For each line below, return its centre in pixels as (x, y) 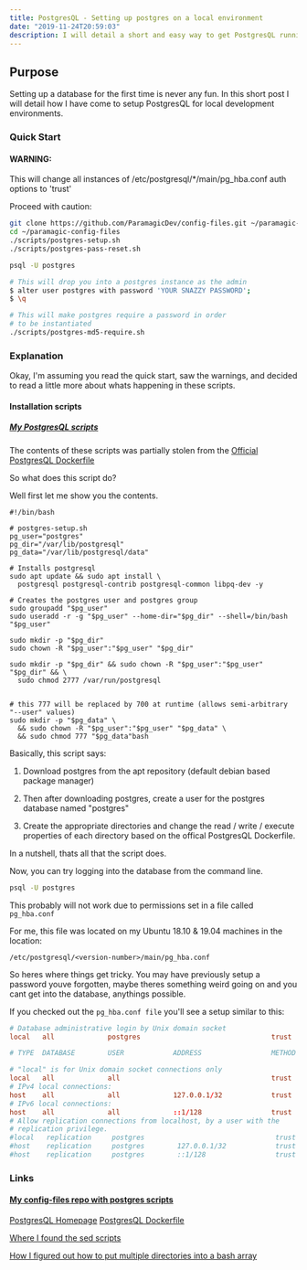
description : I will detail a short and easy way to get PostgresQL (143, 35)
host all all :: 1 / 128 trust (151, 1112)
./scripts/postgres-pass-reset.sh (75, 249)
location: (26, 940)
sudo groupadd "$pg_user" (58, 608)
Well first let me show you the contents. (84, 496)
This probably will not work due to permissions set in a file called (132, 905)
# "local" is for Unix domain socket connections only (116, 1070)
